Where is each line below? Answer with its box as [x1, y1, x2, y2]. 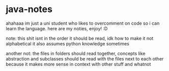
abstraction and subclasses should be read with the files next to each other [6, 55, 164, 61]
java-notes [6, 4, 53, 15]
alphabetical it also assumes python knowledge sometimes [6, 40, 129, 46]
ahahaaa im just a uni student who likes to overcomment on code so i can [6, 20, 160, 26]
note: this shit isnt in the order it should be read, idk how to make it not [6, 35, 154, 41]
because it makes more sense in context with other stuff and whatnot [6, 61, 151, 67]
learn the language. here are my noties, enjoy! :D [6, 25, 108, 31]
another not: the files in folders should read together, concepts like [6, 50, 146, 56]
